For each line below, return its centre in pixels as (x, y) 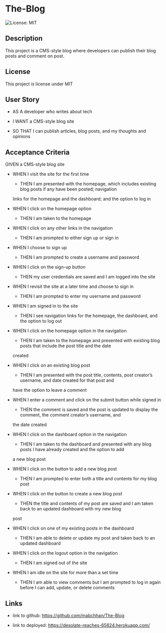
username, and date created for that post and (67, 380)
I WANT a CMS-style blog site (43, 122)
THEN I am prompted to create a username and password (79, 257)
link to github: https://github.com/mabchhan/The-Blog (68, 615)
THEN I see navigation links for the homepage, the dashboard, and (89, 316)
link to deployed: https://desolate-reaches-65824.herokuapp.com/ (81, 625)
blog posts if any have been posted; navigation (68, 189)
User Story (22, 99)
